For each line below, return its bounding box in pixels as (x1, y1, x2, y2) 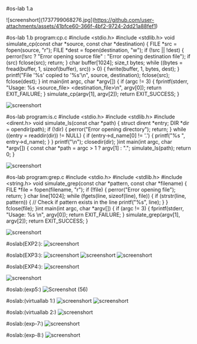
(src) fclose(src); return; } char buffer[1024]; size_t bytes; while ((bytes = (6, 59, 183, 66)
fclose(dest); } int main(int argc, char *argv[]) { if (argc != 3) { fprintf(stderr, (6, 78, 189, 85)
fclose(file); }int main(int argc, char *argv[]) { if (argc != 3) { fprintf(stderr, (6, 205, 184, 211)
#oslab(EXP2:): (6, 240, 43, 247)
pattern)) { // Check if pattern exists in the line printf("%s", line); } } (6, 199, 168, 206)
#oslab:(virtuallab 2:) (6, 309, 57, 316)
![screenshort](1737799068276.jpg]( (6, 16, 95, 23)
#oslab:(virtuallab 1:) (6, 297, 56, 304)
